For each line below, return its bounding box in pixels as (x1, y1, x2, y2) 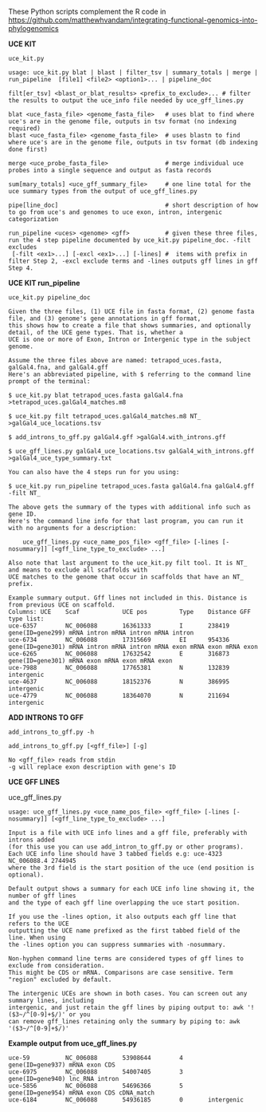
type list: (8, 615, 45, 623)
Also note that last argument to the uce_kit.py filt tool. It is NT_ (8, 559, 248, 567)
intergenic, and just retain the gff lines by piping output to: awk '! (8, 1003, 255, 1011)
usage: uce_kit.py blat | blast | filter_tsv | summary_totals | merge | (8, 69, 259, 77)
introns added (8, 836, 56, 844)
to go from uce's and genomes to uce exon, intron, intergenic (8, 208, 223, 216)
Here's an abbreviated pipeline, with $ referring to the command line (8, 370, 251, 378)
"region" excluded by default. (8, 975, 112, 983)
